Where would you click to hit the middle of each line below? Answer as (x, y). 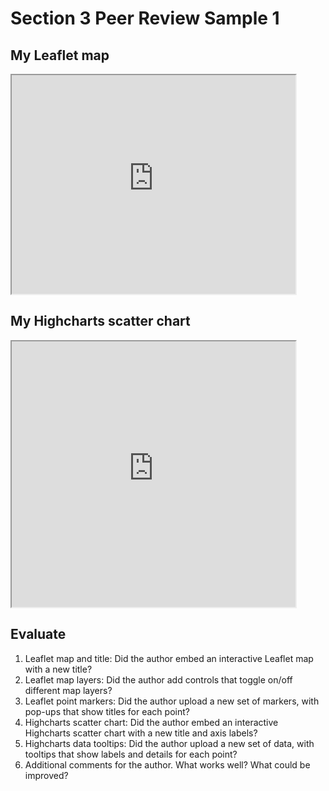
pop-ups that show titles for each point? (107, 711)
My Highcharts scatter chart (100, 321)
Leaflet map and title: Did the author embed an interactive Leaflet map (169, 658)
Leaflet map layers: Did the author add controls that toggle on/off (158, 679)
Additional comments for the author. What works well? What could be (167, 764)
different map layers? (68, 690)
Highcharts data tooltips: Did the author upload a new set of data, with (169, 743)
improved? (46, 775)
